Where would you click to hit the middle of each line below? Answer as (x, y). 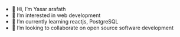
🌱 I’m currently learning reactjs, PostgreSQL (65, 21)
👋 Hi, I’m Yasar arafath (39, 9)
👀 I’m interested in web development (56, 15)
